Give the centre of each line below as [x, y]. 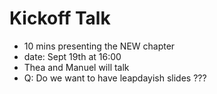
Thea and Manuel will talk [76, 67]
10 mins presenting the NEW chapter [99, 46]
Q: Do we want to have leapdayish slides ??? [115, 78]
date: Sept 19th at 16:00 [72, 56]
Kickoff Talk [60, 18]
